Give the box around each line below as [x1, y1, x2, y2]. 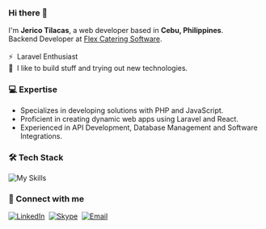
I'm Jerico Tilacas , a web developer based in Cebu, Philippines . [8, 26, 224, 35]
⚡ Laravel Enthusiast [8, 52, 78, 61]
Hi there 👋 [8, 7, 49, 19]
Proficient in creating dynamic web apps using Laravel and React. [19, 114, 239, 123]
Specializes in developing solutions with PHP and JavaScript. [19, 105, 224, 115]
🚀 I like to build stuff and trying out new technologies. [8, 64, 188, 73]
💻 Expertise [8, 84, 58, 95]
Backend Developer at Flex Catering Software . [8, 34, 163, 44]
